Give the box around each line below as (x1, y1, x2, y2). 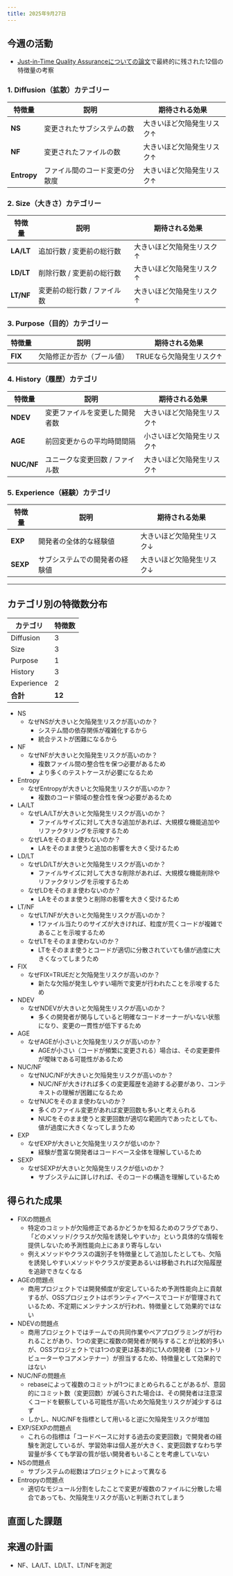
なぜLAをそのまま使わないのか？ (27, 835, 121, 843)
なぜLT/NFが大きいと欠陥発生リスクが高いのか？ (27, 911, 166, 919)
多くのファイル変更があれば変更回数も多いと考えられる (37, 1106, 196, 1114)
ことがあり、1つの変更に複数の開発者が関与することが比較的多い (40, 1337, 225, 1345)
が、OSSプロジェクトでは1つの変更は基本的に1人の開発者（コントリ (27, 1345, 222, 1353)
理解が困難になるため (62, 1088, 123, 1097)
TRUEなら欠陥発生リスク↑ (135, 352, 223, 362)
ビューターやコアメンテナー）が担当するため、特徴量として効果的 (27, 1354, 216, 1362)
